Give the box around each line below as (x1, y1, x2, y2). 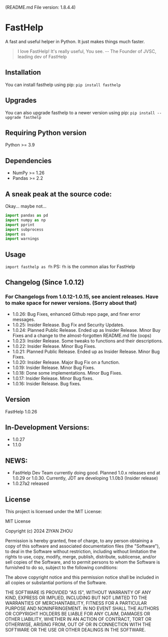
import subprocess (5, 227, 44, 232)
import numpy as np (5, 218, 46, 223)
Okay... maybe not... (5, 203, 47, 209)
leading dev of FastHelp (17, 53, 67, 59)
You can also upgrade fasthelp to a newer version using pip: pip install (5, 109, 155, 115)
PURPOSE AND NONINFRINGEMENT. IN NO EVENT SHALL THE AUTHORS (5, 605, 159, 611)
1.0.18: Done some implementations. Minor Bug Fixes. (12, 370, 123, 376)
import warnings (5, 236, 39, 241)
